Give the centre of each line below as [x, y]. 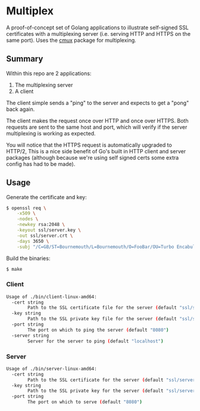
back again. [21, 109]
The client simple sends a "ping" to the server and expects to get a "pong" [98, 103]
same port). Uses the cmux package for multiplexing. [71, 40]
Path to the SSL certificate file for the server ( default [102, 308]
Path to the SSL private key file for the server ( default [102, 319]
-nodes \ [28, 219]
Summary [25, 59]
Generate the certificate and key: [47, 197]
